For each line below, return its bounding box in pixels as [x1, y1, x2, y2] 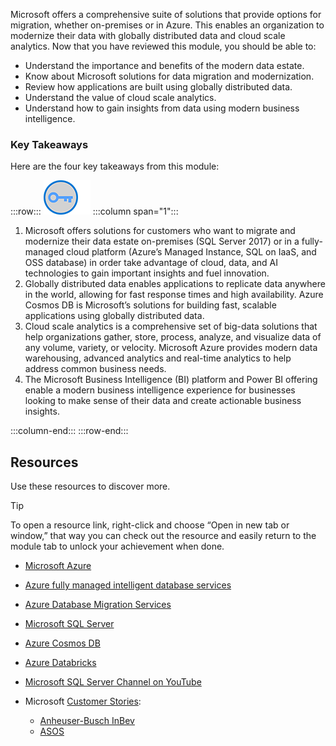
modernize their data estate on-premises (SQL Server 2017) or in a [24, 235, 300, 248]
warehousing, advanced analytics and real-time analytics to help [24, 352, 292, 364]
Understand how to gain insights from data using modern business [24, 102, 300, 114]
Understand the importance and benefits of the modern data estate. [24, 60, 305, 71]
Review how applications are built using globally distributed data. [24, 81, 293, 93]
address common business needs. [24, 363, 167, 375]
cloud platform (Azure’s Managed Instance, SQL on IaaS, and [66, 246, 317, 258]
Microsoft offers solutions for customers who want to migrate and [24, 225, 296, 237]
